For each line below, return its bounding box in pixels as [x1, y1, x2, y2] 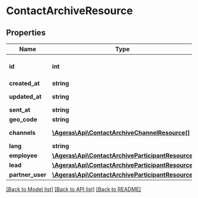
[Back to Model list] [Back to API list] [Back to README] [6, 186, 141, 193]
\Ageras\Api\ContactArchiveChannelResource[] [52, 128, 190, 137]
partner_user [9, 171, 47, 179]
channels [9, 128, 36, 137]
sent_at [9, 106, 31, 114]
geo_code [9, 115, 37, 123]
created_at [9, 80, 40, 87]
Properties [6, 28, 46, 38]
